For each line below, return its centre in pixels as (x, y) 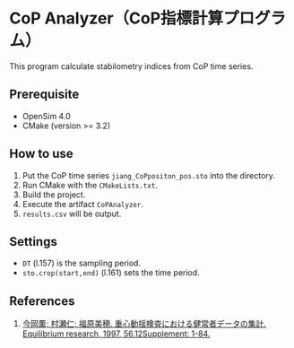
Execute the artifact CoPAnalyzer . (82, 204)
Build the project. (54, 195)
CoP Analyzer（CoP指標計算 (117, 18)
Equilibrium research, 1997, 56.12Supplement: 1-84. (116, 334)
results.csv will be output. (72, 213)
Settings (34, 242)
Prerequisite (44, 95)
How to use (41, 154)
